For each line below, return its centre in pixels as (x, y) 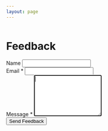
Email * (15, 71)
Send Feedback (27, 121)
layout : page (22, 12)
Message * (20, 114)
